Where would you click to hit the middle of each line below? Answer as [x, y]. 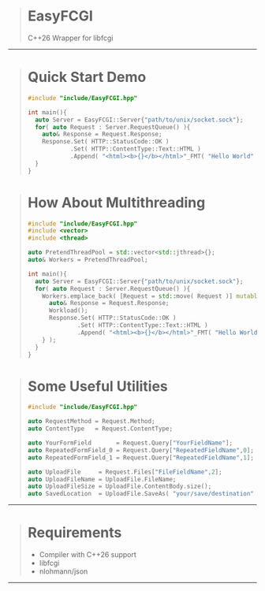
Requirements [75, 533]
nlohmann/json [63, 571]
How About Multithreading [116, 202]
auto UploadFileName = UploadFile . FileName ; [102, 479]
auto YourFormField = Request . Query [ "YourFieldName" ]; [130, 443]
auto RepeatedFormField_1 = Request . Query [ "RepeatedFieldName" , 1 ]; [141, 457]
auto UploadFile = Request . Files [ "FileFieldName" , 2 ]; [125, 472]
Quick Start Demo [87, 77]
